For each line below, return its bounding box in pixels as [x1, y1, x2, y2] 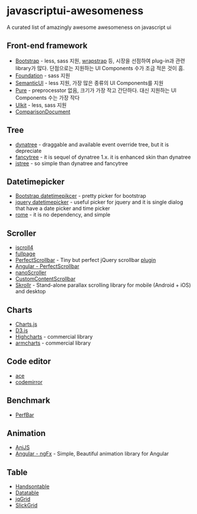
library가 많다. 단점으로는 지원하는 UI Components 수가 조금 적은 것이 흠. [15, 64, 185, 71]
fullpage [15, 250, 36, 257]
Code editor [6, 356, 51, 366]
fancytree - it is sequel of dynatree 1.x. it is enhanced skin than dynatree [15, 153, 191, 161]
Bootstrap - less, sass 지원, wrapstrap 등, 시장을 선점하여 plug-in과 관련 [15, 57, 185, 64]
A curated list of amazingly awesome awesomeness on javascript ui [6, 24, 172, 31]
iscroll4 [15, 244, 34, 251]
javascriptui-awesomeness [6, 4, 144, 18]
